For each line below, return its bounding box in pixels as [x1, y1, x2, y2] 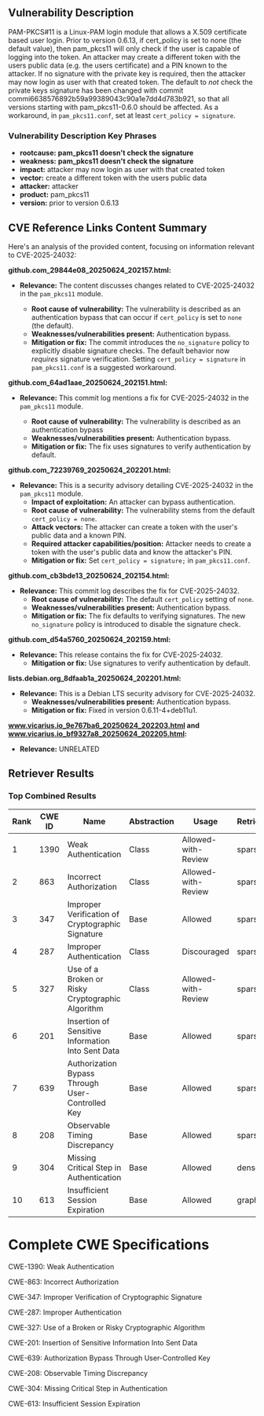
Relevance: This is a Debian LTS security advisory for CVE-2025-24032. [19, 688, 256, 698]
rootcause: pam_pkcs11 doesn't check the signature [19, 149, 194, 158]
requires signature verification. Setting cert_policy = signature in [31, 354, 246, 364]
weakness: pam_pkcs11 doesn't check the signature [19, 156, 194, 166]
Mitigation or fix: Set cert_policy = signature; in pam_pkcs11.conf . [31, 556, 251, 565]
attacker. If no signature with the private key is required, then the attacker [8, 68, 246, 78]
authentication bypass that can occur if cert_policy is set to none [31, 312, 242, 321]
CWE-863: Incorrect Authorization [8, 1277, 119, 1286]
